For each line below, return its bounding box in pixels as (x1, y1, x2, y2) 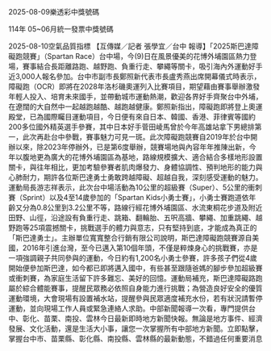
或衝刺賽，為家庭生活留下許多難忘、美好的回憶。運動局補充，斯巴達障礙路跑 (8, 274, 263, 282)
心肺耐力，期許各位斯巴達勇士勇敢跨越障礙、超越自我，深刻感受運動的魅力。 (8, 173, 263, 182)
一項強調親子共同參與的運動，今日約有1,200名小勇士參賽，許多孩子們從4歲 (8, 253, 257, 262)
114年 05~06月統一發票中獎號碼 (8, 24, 115, 34)
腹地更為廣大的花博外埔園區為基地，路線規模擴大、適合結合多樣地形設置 (22, 153, 263, 161)
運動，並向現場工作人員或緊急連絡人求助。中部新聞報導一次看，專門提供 (8, 303, 248, 313)
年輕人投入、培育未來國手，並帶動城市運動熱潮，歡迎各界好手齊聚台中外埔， (8, 92, 263, 101)
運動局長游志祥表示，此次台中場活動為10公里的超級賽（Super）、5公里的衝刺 (8, 182, 263, 192)
